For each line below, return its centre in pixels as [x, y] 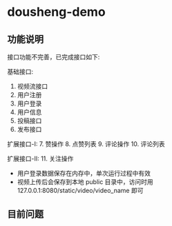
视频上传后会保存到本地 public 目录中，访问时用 [85, 182]
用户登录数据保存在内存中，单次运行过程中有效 [84, 173]
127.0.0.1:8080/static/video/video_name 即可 [80, 191]
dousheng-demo [56, 12]
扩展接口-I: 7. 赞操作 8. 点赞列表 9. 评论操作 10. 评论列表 [86, 144]
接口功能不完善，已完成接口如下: [54, 57]
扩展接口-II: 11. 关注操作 [40, 158]
